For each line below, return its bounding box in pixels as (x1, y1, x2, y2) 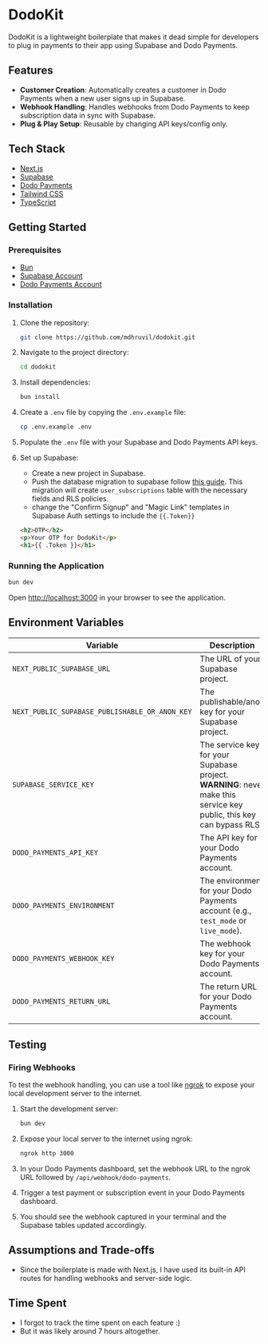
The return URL (199, 981, 258, 992)
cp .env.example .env (19, 423, 92, 431)
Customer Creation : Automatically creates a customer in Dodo (19, 85, 227, 94)
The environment (199, 875, 264, 886)
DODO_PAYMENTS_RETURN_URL (12, 997, 111, 1006)
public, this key (199, 809, 257, 820)
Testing (8, 1038, 47, 1052)
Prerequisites (8, 244, 61, 255)
